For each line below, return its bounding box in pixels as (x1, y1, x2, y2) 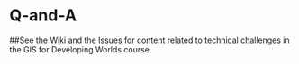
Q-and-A (9, 5, 77, 26)
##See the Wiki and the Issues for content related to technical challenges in (9, 35, 290, 45)
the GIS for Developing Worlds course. (9, 44, 152, 54)
